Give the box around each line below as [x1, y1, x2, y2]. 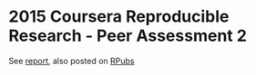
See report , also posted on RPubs [8, 55, 135, 66]
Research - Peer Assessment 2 [8, 25, 248, 46]
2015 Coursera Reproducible [8, 6, 230, 27]
